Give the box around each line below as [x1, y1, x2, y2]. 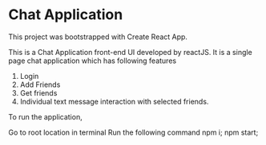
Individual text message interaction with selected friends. [19, 96, 209, 106]
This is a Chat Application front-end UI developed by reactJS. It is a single [8, 47, 252, 57]
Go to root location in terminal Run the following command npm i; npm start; [8, 127, 259, 137]
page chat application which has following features [8, 56, 177, 65]
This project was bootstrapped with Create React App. [8, 32, 188, 41]
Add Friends [19, 80, 61, 89]
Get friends [19, 88, 58, 97]
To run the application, [8, 112, 83, 121]
